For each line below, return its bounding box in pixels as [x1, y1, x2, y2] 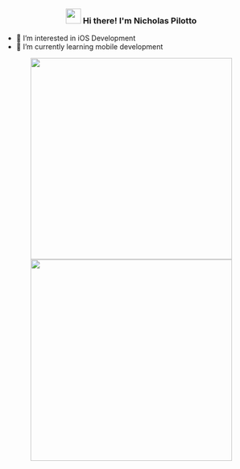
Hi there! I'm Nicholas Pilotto [83, 15, 197, 26]
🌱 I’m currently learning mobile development [15, 42, 163, 52]
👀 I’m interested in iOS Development [15, 33, 136, 44]
